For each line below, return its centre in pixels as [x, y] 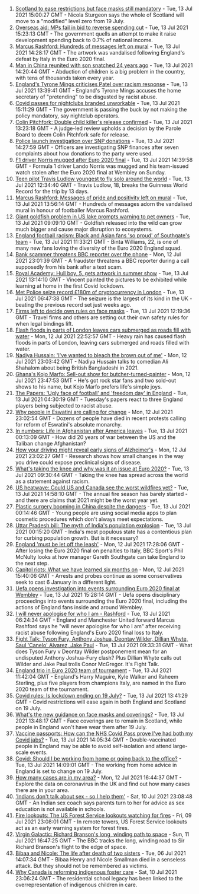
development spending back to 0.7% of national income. [84, 40]
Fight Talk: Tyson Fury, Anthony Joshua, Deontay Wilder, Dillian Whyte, [102, 639]
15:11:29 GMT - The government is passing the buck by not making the [101, 109]
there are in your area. [42, 790]
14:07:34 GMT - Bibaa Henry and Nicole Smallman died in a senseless [100, 859]
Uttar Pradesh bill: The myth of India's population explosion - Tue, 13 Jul [103, 525]
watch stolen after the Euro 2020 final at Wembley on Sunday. [91, 172]
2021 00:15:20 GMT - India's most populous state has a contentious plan [104, 532]
